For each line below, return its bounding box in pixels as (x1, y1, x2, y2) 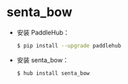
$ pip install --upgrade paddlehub (16, 42, 122, 49)
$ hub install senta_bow (16, 69, 90, 77)
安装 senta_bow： (16, 55, 70, 64)
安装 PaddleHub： (16, 28, 70, 36)
